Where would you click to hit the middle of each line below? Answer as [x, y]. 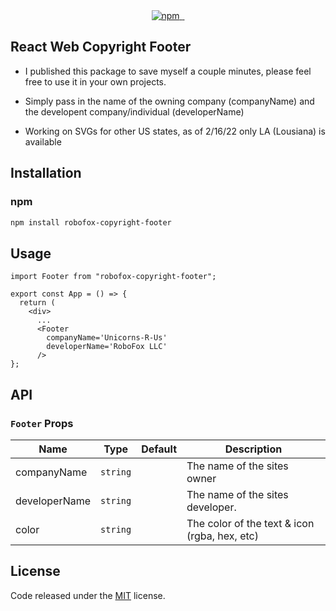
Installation [46, 173]
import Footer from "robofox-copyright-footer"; [113, 277]
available [43, 141]
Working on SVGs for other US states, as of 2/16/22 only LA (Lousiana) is [175, 131]
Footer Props [42, 423]
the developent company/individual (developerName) [134, 111]
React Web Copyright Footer [101, 47]
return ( [37, 303]
